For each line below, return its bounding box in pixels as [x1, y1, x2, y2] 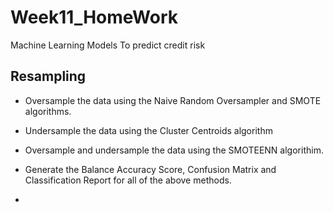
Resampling [10, 68, 87, 85]
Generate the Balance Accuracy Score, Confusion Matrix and [24, 163, 277, 175]
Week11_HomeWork [10, 6, 179, 29]
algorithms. [24, 105, 72, 117]
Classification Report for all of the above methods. [24, 174, 232, 186]
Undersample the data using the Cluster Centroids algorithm [24, 124, 273, 136]
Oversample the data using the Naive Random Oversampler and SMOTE [24, 94, 322, 106]
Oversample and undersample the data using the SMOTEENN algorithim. [24, 144, 324, 156]
